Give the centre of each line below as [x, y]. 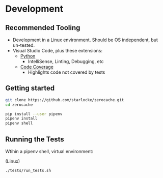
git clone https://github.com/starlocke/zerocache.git [65, 100]
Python [28, 56]
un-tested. [23, 45]
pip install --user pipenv [34, 114]
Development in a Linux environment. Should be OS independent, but [85, 40]
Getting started [30, 88]
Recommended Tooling [43, 28]
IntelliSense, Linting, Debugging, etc [66, 61]
